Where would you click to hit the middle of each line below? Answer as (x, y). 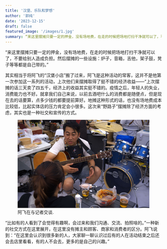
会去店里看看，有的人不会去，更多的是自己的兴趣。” (57, 242)
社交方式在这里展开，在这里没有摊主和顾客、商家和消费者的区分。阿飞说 (83, 229)
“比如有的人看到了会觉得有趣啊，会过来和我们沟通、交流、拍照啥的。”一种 (80, 223)
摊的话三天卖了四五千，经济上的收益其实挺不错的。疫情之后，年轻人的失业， (83, 88)
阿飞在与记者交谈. (36, 212)
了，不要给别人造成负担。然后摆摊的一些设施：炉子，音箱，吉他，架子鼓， (81, 58)
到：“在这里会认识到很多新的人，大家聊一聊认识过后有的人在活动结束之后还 (83, 235)
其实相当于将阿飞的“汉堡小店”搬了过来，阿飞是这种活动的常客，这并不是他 (81, 75)
